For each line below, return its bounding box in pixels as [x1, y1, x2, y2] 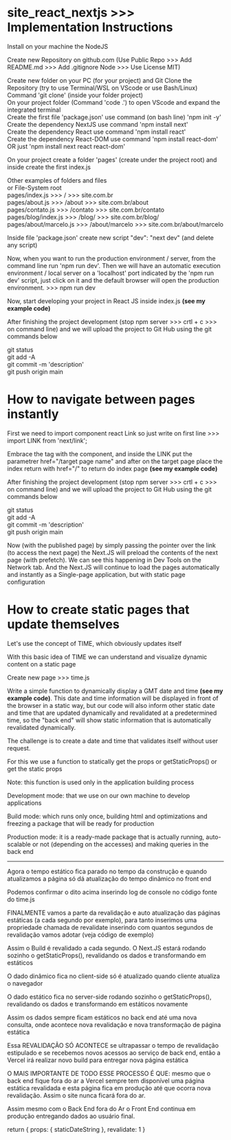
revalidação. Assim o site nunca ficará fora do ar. [7, 1091, 146, 1099]
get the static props [7, 764, 63, 773]
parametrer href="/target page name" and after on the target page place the [7, 457, 223, 465]
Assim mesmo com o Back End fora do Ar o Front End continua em [7, 1104, 196, 1112]
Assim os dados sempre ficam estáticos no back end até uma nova [7, 1013, 197, 1021]
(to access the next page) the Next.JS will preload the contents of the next [7, 548, 219, 556]
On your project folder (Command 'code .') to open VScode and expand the [7, 98, 221, 106]
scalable [7, 839, 31, 848]
